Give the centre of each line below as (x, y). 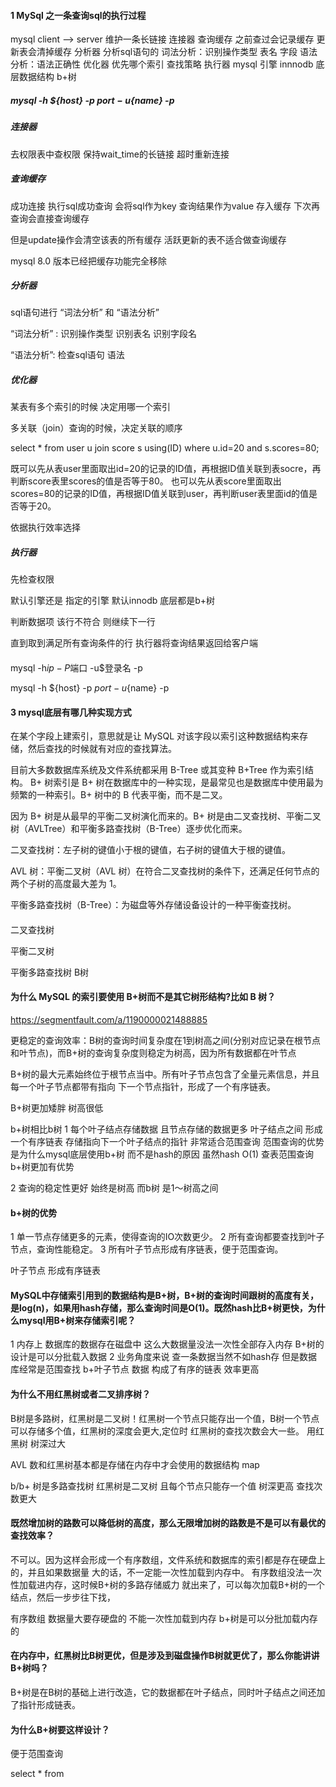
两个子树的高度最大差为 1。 (66, 884)
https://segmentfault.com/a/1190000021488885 (109, 1020)
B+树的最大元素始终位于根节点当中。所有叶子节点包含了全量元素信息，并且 (165, 1074)
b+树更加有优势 (42, 1167)
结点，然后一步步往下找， (63, 1597)
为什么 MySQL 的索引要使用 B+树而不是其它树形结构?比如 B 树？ (143, 997)
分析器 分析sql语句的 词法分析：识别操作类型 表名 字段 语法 (195, 52)
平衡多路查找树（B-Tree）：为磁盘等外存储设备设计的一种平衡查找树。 (153, 905)
